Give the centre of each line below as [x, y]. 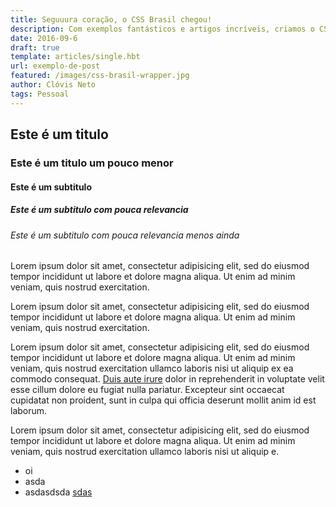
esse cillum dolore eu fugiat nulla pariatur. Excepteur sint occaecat [147, 390]
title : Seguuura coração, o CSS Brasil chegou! [111, 19]
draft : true [35, 47]
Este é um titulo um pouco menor [92, 163]
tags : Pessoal [40, 94]
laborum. [29, 411]
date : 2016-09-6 [44, 38]
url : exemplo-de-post [55, 66]
